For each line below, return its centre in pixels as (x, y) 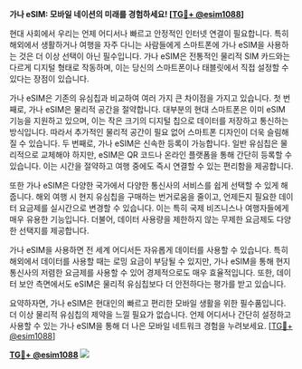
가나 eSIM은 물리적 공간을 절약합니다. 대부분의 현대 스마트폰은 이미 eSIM (157, 109)
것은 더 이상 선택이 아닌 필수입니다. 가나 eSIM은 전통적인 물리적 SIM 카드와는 (155, 56)
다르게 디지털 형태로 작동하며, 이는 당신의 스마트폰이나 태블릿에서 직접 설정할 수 (149, 68)
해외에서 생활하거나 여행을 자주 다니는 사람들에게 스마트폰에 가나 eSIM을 (137, 45)
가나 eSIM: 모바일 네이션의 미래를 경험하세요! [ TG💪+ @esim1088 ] (127, 14)
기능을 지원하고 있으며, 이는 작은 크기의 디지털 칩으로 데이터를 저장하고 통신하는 (149, 121)
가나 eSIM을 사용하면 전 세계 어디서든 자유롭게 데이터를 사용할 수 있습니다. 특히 (149, 250)
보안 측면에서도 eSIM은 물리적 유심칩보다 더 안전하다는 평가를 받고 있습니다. (152, 284)
